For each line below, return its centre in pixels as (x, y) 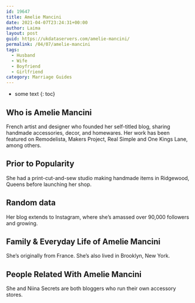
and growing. (22, 223)
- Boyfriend (26, 66)
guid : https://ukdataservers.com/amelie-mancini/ (68, 39)
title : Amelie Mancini (34, 17)
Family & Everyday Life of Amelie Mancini (83, 242)
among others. (24, 145)
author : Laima (23, 28)
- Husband (23, 55)
